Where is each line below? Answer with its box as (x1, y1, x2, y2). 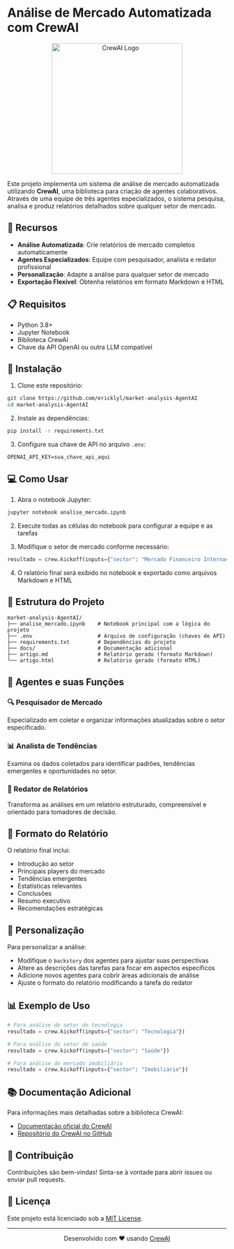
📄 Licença (7, 1195, 51, 1207)
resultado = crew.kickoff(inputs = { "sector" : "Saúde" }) (7, 1047, 170, 1054)
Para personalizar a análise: (7, 943, 87, 951)
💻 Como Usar (7, 473, 68, 485)
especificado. (7, 723, 47, 732)
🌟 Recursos (7, 222, 58, 234)
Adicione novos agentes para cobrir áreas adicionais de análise (17, 971, 200, 980)
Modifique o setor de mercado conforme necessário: (17, 542, 169, 551)
